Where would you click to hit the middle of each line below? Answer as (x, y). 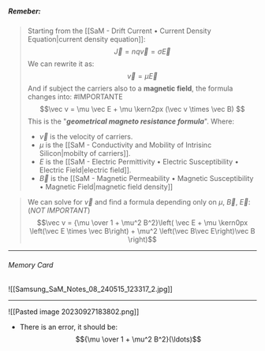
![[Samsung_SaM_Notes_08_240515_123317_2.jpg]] (91, 289)
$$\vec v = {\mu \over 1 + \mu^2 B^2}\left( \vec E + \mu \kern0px (142, 222)
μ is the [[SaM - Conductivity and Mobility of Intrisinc (125, 145)
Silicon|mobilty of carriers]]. (85, 153)
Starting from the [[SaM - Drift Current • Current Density (119, 31)
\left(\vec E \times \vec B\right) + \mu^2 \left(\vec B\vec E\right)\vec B (142, 231)
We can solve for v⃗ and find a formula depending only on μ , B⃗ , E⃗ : (139, 201)
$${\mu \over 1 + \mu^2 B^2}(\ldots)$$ (138, 339)
